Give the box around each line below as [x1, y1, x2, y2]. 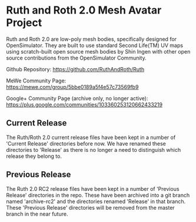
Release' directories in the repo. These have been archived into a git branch [6, 191, 190, 198]
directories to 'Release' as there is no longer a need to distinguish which [6, 146, 181, 153]
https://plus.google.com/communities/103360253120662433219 [6, 101, 163, 108]
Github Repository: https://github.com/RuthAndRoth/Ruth [6, 65, 145, 72]
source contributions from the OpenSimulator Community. [6, 54, 147, 61]
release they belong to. [6, 153, 62, 160]
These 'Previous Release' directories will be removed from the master [6, 204, 175, 211]
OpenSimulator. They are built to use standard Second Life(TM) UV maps [6, 42, 184, 49]
